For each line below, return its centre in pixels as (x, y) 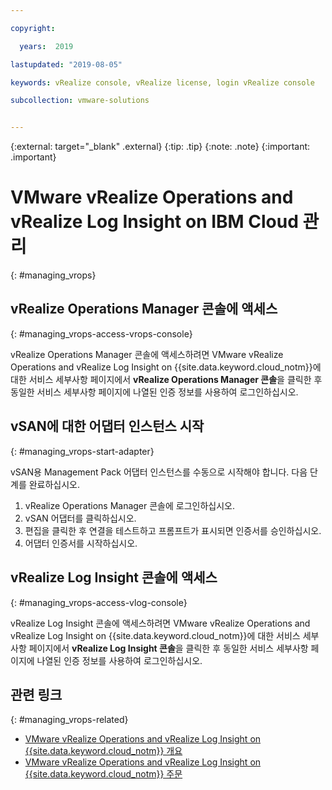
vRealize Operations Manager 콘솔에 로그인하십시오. (130, 505)
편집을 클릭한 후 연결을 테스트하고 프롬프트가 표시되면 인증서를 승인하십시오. (173, 530)
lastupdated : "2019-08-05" (66, 64)
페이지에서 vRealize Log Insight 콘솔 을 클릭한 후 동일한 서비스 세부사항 (168, 648)
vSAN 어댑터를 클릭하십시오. (80, 518)
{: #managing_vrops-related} (69, 720)
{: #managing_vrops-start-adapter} (82, 451)
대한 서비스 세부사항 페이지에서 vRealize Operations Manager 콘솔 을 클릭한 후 (166, 379)
